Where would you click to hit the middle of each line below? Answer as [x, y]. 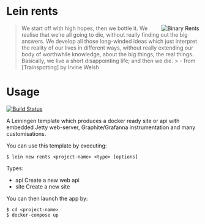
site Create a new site [43, 186]
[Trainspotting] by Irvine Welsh [60, 67]
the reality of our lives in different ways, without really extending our [107, 48]
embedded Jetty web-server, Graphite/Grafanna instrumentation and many [101, 127]
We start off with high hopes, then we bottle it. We [84, 28]
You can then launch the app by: [47, 198]
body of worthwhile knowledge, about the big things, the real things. [107, 54]
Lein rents [32, 11]
